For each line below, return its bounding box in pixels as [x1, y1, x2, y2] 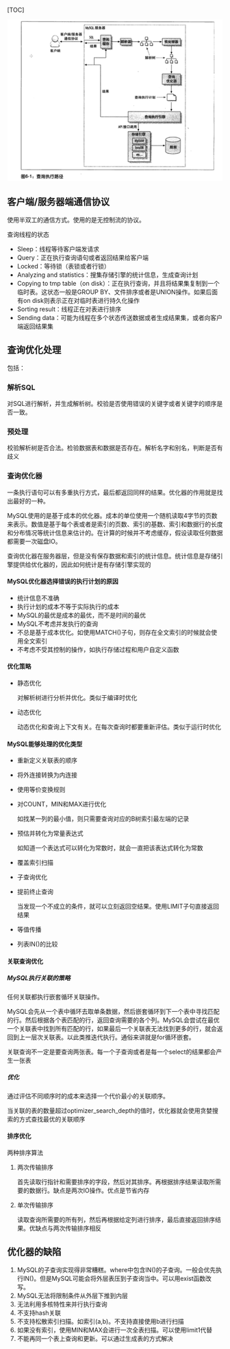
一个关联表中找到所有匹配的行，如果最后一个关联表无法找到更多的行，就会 [7, 1024, 217, 1032]
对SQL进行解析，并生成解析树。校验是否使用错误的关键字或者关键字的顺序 [7, 399, 217, 407]
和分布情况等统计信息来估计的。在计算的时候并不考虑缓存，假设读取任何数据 [7, 528, 223, 536]
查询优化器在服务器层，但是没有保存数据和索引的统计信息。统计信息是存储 [7, 552, 217, 560]
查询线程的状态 [7, 230, 49, 238]
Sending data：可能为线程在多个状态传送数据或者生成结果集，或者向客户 [16, 313, 222, 321]
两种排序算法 [7, 1148, 43, 1157]
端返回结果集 [16, 322, 53, 330]
